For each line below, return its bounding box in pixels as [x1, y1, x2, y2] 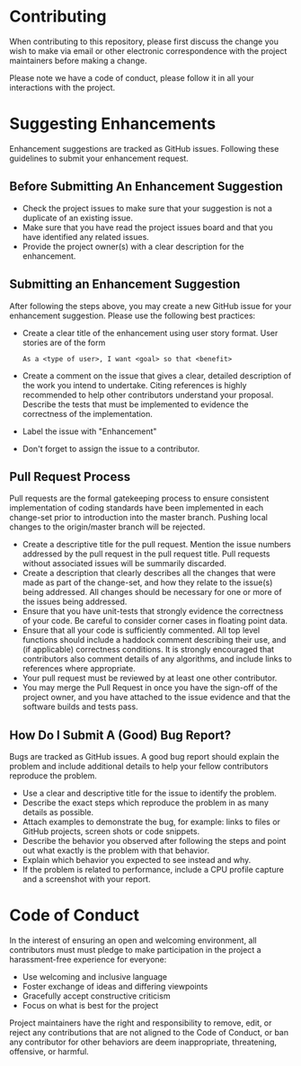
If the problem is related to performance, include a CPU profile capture [22, 865, 285, 875]
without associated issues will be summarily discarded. [22, 558, 227, 569]
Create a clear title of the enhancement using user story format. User [22, 327, 279, 338]
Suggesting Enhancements [9, 114, 217, 134]
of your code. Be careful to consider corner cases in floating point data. [22, 616, 288, 626]
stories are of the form [22, 337, 106, 348]
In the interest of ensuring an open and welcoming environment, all [9, 935, 258, 946]
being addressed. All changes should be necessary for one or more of [22, 587, 282, 598]
